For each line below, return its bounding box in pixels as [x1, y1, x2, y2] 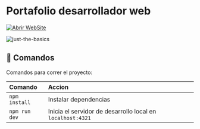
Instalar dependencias [48, 95, 111, 103]
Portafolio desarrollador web [6, 4, 151, 18]
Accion [48, 82, 69, 91]
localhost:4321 [48, 115, 91, 121]
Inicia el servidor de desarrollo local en [48, 107, 157, 115]
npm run [9, 107, 31, 115]
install [9, 99, 31, 106]
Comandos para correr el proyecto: [6, 69, 93, 76]
